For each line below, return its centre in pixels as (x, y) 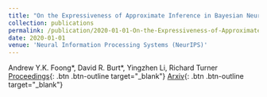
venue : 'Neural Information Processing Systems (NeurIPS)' (108, 45)
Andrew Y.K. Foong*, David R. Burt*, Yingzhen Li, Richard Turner (113, 68)
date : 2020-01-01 (37, 38)
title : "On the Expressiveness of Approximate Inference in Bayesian (126, 16)
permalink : (26, 30)
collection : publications (51, 23)
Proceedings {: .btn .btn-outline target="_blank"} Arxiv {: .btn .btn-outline (126, 76)
